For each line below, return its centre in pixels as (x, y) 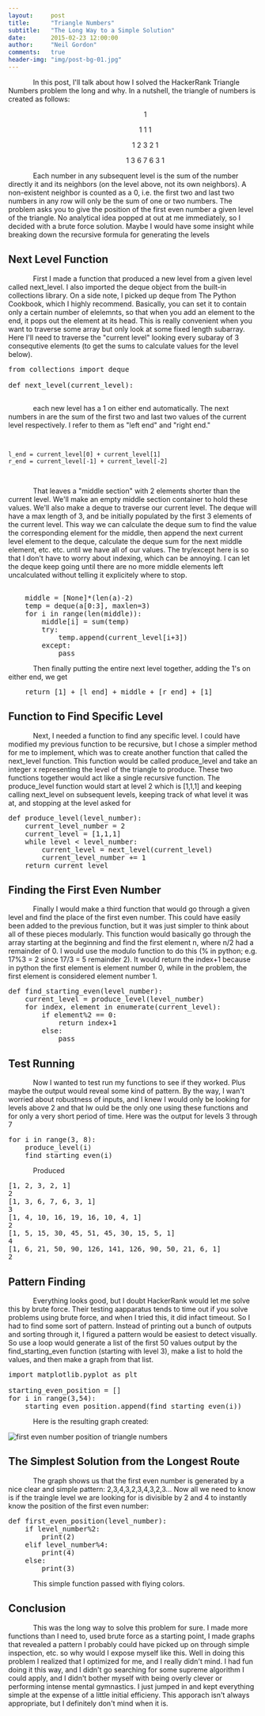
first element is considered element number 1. (83, 976)
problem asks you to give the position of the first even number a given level (131, 209)
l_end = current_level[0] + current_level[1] (84, 454)
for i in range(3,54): (52, 1398)
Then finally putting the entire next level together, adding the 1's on (142, 668)
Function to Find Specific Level (86, 717)
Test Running (42, 1063)
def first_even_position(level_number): (88, 1521)
